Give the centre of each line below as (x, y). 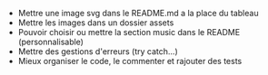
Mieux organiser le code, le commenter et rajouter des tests (130, 61)
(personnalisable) (51, 42)
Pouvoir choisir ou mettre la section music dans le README (129, 32)
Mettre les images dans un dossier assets (96, 23)
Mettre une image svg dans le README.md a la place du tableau (138, 13)
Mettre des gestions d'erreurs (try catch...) (98, 52)
